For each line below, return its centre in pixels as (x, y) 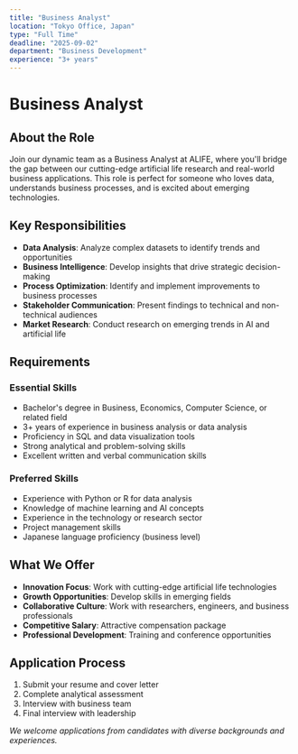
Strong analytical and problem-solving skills (104, 446)
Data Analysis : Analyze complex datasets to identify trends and (141, 247)
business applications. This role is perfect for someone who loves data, (142, 178)
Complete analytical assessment (83, 694)
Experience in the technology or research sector (112, 517)
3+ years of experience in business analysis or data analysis (135, 427)
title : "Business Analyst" (60, 18)
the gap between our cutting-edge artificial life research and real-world (142, 169)
